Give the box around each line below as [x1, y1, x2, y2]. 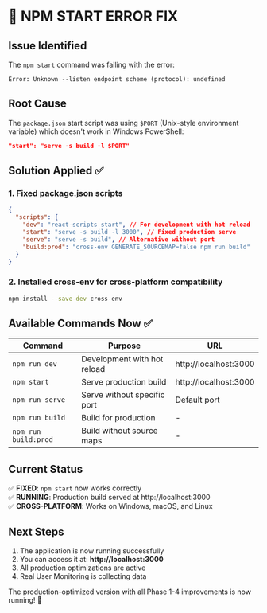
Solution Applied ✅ [8, 164, 104, 178]
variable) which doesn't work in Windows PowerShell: [8, 127, 184, 136]
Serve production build [81, 377, 167, 388]
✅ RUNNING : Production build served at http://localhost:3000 [8, 493, 211, 502]
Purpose [108, 340, 141, 351]
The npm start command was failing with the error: [8, 60, 175, 69]
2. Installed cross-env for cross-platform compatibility [8, 276, 223, 287]
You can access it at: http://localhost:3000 [19, 554, 164, 564]
